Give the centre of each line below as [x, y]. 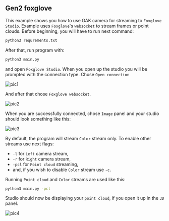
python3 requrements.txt [31, 40]
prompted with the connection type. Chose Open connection [67, 74]
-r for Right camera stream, [42, 159]
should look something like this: [38, 119]
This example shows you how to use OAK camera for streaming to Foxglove [83, 20]
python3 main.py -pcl [28, 189]
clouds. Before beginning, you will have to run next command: [70, 31]
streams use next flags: [30, 144]
